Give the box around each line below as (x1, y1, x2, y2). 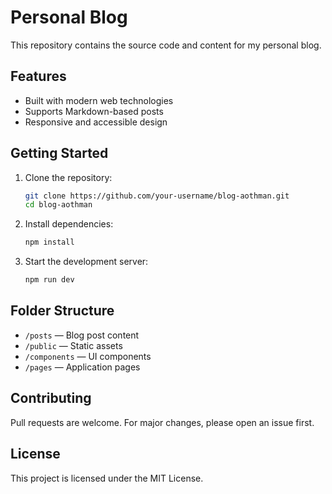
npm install (24, 237, 75, 248)
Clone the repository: (24, 171, 113, 183)
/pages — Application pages (24, 361, 141, 373)
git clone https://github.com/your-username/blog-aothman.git (24, 191, 290, 201)
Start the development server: (24, 256, 149, 268)
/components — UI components (24, 350, 152, 362)
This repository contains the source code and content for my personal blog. (10, 39, 322, 51)
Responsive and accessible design (24, 116, 168, 128)
